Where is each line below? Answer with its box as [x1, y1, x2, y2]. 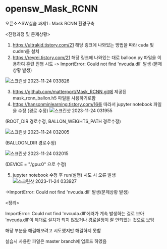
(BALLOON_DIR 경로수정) [5, 139, 57, 145]
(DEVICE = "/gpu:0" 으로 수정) [5, 161, 67, 167]
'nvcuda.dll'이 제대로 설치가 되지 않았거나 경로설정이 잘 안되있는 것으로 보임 [5, 217, 155, 223]
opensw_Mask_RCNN [5, 3, 98, 15]
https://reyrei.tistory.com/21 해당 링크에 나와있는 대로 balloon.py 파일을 [12, 54, 156, 61]
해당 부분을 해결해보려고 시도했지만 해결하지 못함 [5, 227, 101, 233]
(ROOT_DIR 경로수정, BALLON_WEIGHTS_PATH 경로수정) [5, 118, 121, 124]
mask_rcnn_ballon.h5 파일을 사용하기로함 [12, 94, 96, 101]
